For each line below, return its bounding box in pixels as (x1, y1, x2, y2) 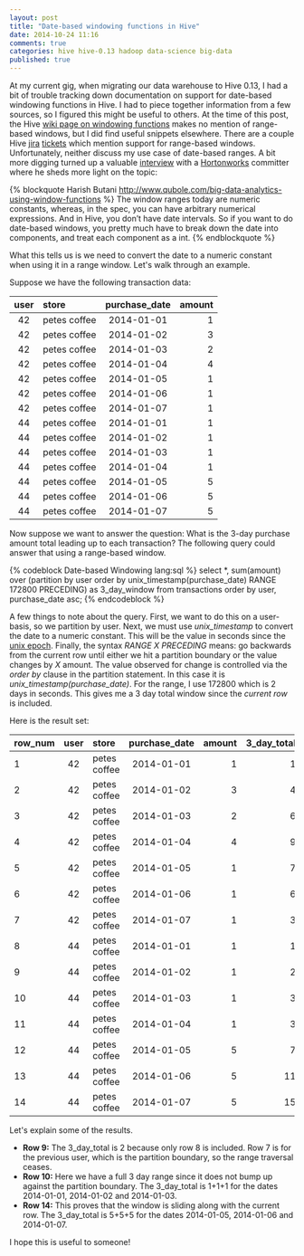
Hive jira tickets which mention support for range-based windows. (9, 138, 256, 148)
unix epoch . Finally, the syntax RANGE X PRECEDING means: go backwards (9, 640, 292, 651)
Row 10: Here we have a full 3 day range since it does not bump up (22, 1171, 273, 1182)
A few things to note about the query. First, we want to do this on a (9, 612, 258, 622)
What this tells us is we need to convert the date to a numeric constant (9, 250, 273, 261)
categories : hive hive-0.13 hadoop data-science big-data (9, 47, 233, 56)
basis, (9, 621, 32, 632)
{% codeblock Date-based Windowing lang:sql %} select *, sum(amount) (9, 565, 281, 576)
